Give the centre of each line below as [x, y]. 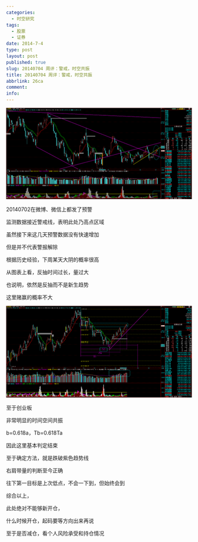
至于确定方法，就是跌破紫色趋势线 [47, 457]
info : [13, 94]
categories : [21, 12]
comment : [17, 87]
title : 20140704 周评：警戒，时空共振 [49, 75]
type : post [19, 50]
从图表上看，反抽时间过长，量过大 [47, 272]
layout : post [22, 56]
